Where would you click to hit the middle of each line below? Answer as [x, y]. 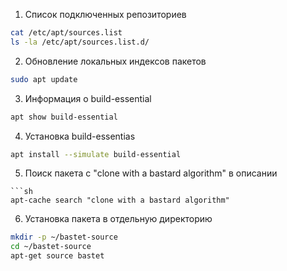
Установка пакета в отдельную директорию [118, 219]
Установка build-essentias [80, 136]
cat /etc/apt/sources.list [66, 33]
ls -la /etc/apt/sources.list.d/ [80, 42]
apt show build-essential [64, 117]
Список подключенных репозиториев [105, 14]
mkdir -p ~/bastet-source [64, 237]
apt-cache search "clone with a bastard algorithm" [120, 200]
